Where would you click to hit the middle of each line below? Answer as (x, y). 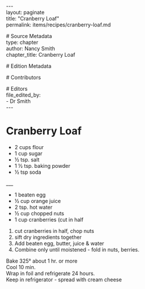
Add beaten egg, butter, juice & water (59, 243)
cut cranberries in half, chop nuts (54, 230)
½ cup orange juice (38, 201)
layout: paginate (25, 12)
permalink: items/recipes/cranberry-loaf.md (59, 25)
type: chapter (22, 42)
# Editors (17, 89)
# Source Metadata (29, 36)
